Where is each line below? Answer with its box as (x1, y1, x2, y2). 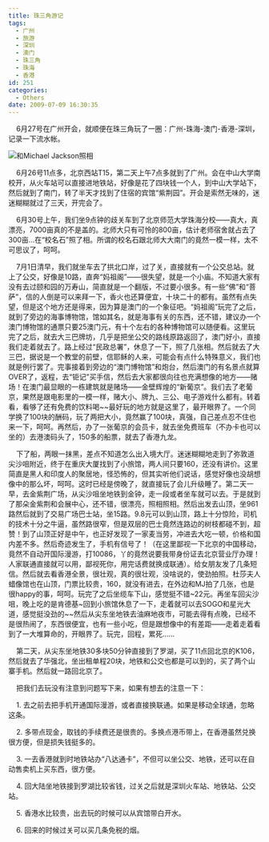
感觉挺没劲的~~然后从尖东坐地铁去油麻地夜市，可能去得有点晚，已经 (22, 609, 250, 619)
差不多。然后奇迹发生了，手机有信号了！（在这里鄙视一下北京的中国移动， (14, 539, 261, 549)
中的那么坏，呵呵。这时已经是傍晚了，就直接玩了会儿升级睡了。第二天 (14, 479, 247, 489)
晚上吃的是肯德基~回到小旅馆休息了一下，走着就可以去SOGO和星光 (22, 599, 244, 609)
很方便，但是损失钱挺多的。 (8, 737, 100, 747)
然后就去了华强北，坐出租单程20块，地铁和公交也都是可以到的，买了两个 (8, 656, 249, 666)
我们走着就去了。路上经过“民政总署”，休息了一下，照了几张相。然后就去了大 (8, 342, 260, 352)
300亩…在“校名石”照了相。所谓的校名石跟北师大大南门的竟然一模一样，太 (8, 235, 251, 245)
